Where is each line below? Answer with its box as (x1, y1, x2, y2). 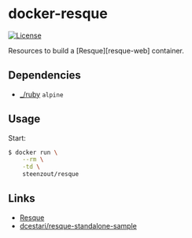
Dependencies (8, 68, 81, 82)
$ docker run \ (8, 148, 58, 156)
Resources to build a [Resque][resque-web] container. (8, 46, 185, 55)
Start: (8, 133, 26, 142)
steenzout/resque (22, 170, 79, 178)
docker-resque (8, 5, 108, 23)
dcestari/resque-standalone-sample (19, 221, 138, 230)
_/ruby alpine (19, 90, 64, 99)
